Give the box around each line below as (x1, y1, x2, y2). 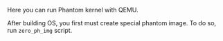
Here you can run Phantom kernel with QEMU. (7, 6, 139, 14)
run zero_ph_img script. (7, 27, 73, 34)
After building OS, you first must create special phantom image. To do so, (7, 19, 217, 27)
